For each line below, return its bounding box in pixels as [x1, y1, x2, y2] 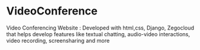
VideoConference [6, 4, 98, 18]
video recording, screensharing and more [6, 37, 110, 44]
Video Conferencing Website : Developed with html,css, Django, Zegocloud [6, 24, 195, 31]
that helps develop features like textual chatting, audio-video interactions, [6, 30, 190, 37]
